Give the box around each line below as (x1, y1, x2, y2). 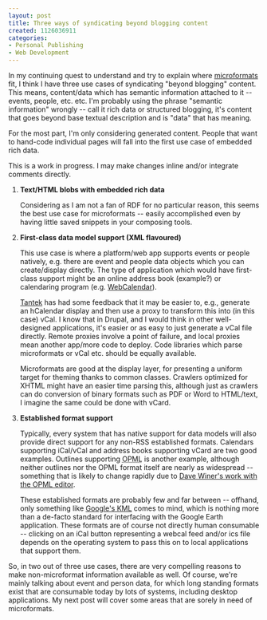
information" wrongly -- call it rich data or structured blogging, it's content (8, 105, 253, 114)
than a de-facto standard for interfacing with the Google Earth (19, 512, 224, 521)
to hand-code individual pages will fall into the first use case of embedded (8, 137, 253, 146)
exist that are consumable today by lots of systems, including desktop (8, 587, 238, 596)
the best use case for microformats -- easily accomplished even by (19, 209, 241, 218)
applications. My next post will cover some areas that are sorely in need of (8, 595, 253, 605)
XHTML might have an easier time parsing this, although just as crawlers (19, 381, 259, 390)
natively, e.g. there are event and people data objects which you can (19, 257, 245, 266)
